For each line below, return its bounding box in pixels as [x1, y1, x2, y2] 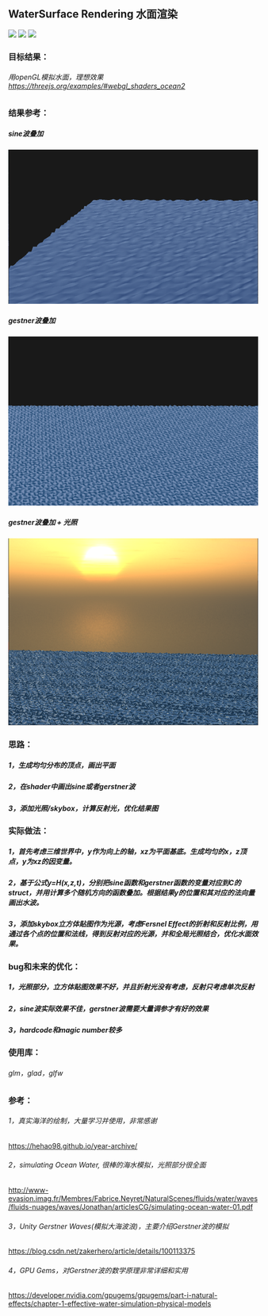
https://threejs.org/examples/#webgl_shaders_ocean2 [8, 82, 186, 91]
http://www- [8, 1185, 49, 1195]
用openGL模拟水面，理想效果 [8, 72, 104, 82]
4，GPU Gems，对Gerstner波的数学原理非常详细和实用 [8, 1265, 189, 1275]
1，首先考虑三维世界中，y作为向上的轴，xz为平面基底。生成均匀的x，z [8, 846, 240, 856]
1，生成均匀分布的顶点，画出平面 [8, 760, 117, 769]
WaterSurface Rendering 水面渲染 [8, 7, 178, 21]
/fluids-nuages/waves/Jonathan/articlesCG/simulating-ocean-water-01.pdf [8, 1202, 254, 1211]
